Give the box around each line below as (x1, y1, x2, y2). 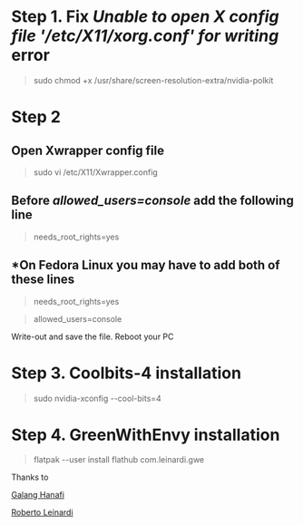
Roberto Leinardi (11, 507, 73, 518)
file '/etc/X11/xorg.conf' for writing (11, 25, 279, 46)
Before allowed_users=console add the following (11, 193, 294, 209)
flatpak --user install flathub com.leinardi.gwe (33, 454, 205, 465)
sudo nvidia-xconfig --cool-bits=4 (33, 393, 162, 404)
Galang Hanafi (11, 490, 65, 501)
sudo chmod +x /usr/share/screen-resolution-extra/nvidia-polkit (33, 74, 274, 85)
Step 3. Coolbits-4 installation (11, 363, 242, 383)
